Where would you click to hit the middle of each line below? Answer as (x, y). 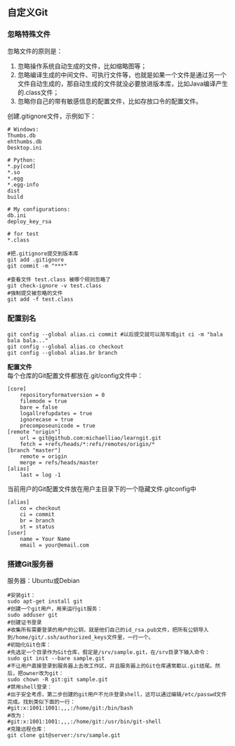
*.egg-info (23, 185)
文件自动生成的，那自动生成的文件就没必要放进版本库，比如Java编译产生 (123, 84)
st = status (37, 526)
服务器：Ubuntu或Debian (43, 581)
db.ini (17, 215)
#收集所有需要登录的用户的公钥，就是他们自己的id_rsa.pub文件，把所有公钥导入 (108, 630)
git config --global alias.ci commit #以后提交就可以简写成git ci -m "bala (115, 334)
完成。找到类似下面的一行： (41, 702)
